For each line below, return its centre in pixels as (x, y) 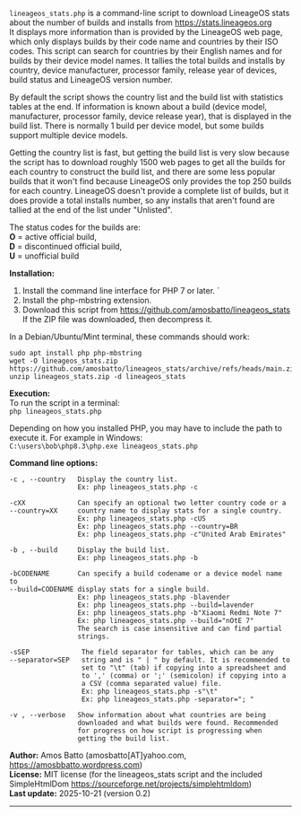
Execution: (30, 393)
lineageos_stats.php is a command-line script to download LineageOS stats (150, 13)
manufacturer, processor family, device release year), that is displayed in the (150, 116)
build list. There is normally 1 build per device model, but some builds (137, 126)
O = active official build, (53, 237)
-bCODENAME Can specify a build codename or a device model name (146, 574)
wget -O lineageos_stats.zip (64, 361)
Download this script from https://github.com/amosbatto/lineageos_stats (156, 310)
